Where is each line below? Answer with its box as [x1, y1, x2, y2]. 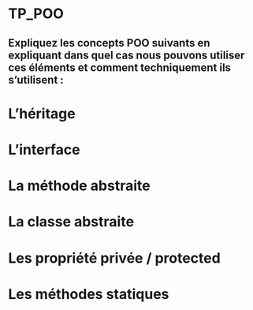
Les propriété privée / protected [8, 249, 221, 267]
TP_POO [8, 5, 65, 23]
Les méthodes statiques [8, 285, 169, 303]
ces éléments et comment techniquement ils [8, 61, 231, 74]
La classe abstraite [8, 213, 135, 231]
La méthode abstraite [8, 177, 151, 195]
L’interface [8, 140, 80, 159]
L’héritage [8, 104, 76, 122]
